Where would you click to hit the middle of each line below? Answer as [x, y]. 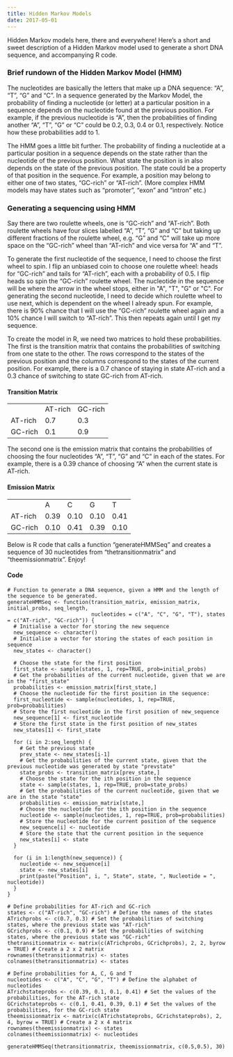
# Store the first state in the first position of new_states [105, 724]
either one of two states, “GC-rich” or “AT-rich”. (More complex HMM [106, 182]
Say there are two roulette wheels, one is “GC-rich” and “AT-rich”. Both [109, 223]
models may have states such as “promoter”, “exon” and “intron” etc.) [107, 190]
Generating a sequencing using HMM [71, 208]
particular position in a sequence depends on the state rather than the [107, 153]
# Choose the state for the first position [77, 663]
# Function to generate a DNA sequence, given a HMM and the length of [113, 590]
